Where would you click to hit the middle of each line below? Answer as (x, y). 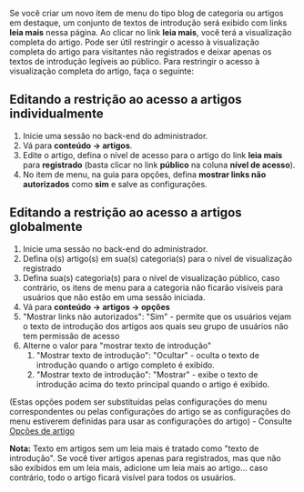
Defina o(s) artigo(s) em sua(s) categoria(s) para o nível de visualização (157, 258)
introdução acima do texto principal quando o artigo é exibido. (153, 384)
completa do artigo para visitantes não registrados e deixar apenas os (141, 52)
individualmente (56, 114)
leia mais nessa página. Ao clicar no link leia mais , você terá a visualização (151, 32)
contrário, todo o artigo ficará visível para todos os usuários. (123, 477)
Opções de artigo (42, 430)
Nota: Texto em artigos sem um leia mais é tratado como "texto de (134, 448)
